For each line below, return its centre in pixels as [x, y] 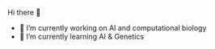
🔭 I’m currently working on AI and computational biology [113, 28]
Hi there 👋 [24, 12]
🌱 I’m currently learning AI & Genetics [82, 37]
